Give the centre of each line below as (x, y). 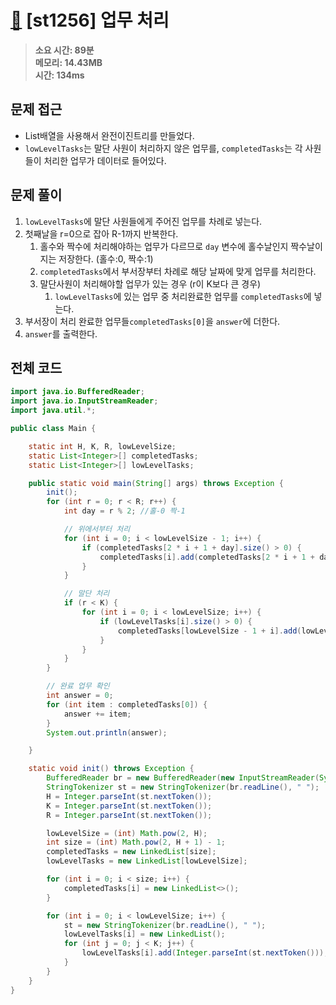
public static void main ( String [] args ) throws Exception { (156, 483)
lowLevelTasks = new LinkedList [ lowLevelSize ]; (147, 861)
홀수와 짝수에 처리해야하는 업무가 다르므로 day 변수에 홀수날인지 (164, 246)
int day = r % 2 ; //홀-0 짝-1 (124, 511)
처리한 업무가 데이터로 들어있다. (105, 160)
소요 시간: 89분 (64, 50)
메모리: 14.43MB (68, 62)
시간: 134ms (59, 75)
